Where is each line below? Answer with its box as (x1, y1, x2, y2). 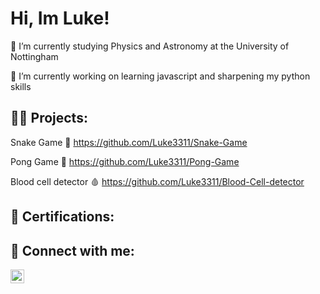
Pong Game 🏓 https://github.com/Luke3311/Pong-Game (10, 155, 240, 167)
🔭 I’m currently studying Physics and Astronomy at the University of (10, 40, 290, 52)
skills (10, 80, 32, 92)
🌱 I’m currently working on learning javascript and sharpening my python (10, 70, 311, 82)
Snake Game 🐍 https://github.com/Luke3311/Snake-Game (10, 136, 248, 148)
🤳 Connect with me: (10, 242, 135, 259)
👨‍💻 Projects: (10, 110, 88, 127)
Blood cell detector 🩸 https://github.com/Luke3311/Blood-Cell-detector (10, 175, 305, 187)
